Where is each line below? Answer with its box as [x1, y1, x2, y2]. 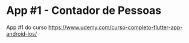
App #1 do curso [6, 24, 47, 31]
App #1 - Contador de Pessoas [6, 4, 162, 18]
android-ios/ [6, 30, 37, 37]
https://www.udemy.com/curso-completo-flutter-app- [48, 24, 183, 31]
